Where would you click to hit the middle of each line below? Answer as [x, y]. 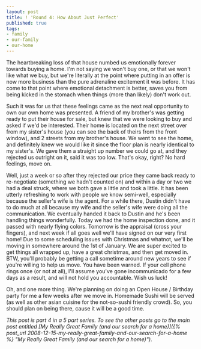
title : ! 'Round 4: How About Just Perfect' [63, 17]
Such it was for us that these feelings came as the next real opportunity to [97, 106]
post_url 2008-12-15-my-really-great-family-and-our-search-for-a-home [97, 333]
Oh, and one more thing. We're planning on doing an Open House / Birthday [100, 289]
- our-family [22, 40]
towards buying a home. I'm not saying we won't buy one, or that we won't [98, 69]
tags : [13, 29]
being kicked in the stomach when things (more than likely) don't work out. [99, 94]
